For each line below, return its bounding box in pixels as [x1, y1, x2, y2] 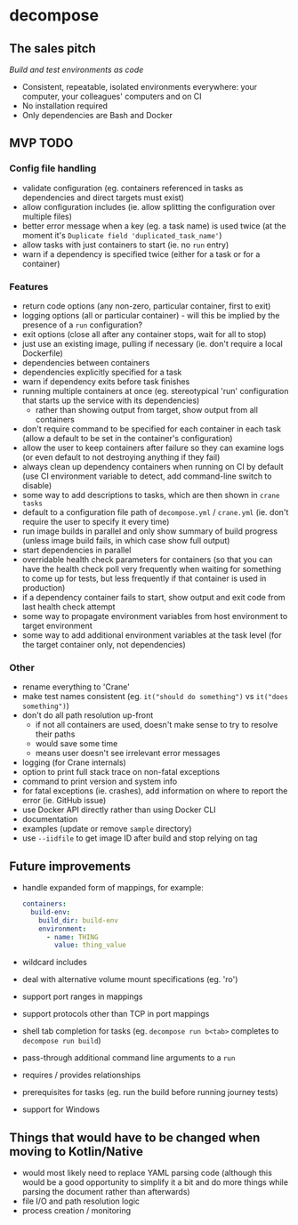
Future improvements [9, 858, 132, 874]
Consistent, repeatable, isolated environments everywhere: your [21, 82, 258, 92]
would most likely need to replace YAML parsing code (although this [21, 1167, 273, 1179]
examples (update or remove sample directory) [21, 824, 193, 834]
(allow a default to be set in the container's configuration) [21, 432, 233, 443]
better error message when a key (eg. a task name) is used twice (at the [21, 220, 286, 231]
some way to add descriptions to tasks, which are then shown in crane [21, 489, 280, 500]
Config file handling [9, 162, 97, 174]
